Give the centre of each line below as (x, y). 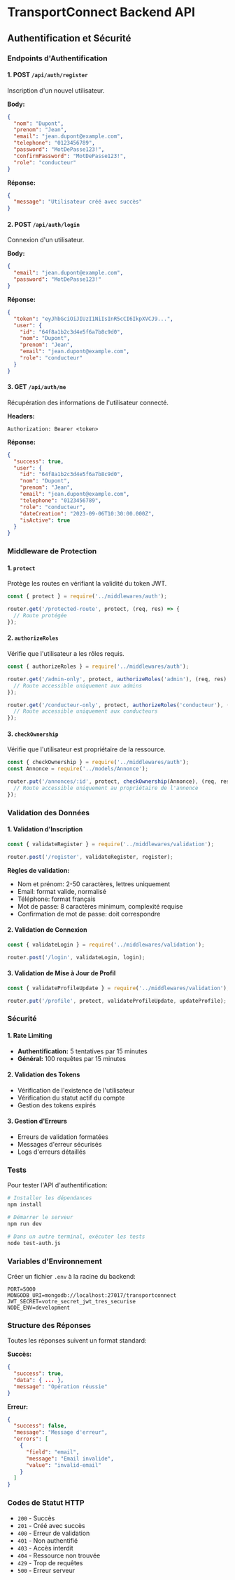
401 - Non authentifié (48, 1540)
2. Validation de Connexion (47, 930)
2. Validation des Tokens (44, 1074)
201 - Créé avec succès (51, 1525)
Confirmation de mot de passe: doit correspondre (89, 914)
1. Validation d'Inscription (45, 829)
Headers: (21, 416)
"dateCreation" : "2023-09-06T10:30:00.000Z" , (87, 513)
